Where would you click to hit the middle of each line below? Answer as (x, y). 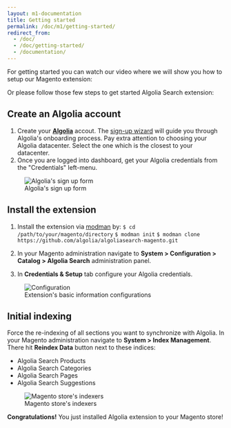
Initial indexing (40, 316)
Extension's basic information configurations (88, 295)
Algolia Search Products (51, 361)
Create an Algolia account (64, 114)
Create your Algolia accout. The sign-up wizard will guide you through (118, 130)
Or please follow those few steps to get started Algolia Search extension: (111, 92)
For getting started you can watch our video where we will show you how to (115, 71)
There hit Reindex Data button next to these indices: (82, 348)
